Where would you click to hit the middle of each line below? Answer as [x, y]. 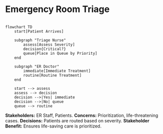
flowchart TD [19, 27]
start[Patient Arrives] [39, 31]
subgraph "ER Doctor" [37, 66]
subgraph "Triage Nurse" [40, 40]
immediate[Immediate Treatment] [57, 71]
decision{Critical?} [45, 49]
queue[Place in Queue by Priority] [60, 53]
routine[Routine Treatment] [52, 75]
